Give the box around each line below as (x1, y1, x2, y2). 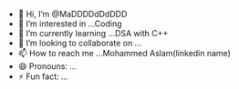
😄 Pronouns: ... (17, 61, 78, 72)
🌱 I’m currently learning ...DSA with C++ (17, 28, 169, 38)
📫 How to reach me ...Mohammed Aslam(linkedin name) (17, 48, 231, 58)
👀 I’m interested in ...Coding (17, 18, 122, 29)
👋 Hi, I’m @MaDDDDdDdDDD (17, 9, 128, 19)
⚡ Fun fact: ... (17, 71, 68, 82)
